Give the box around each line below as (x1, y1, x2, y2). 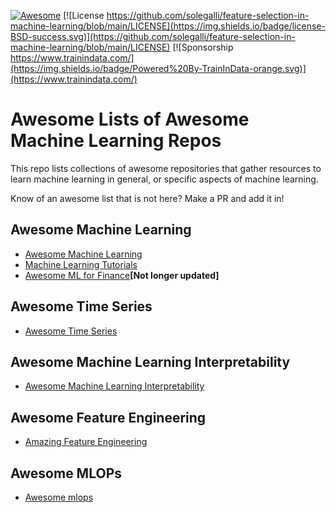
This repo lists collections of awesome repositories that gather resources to (10, 162, 322, 174)
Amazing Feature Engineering (24, 436, 148, 448)
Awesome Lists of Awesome (10, 108, 250, 131)
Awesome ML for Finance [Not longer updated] (24, 269, 220, 281)
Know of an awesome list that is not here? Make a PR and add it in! (10, 192, 285, 204)
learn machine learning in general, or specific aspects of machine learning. (10, 173, 319, 185)
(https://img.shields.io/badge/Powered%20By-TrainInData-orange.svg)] (10, 63, 307, 74)
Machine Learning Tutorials (24, 258, 138, 270)
